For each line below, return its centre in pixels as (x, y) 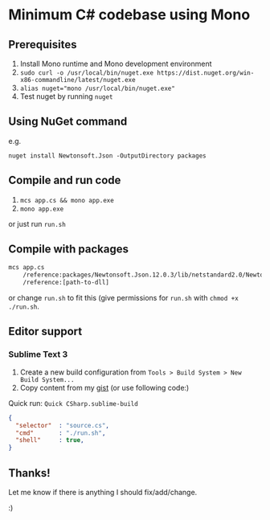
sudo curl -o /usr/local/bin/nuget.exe (87, 73)
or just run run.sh (37, 223)
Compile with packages (68, 250)
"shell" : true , (50, 440)
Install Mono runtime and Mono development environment (116, 63)
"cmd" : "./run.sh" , (61, 433)
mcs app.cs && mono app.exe (67, 200)
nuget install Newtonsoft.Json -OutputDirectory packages (107, 156)
